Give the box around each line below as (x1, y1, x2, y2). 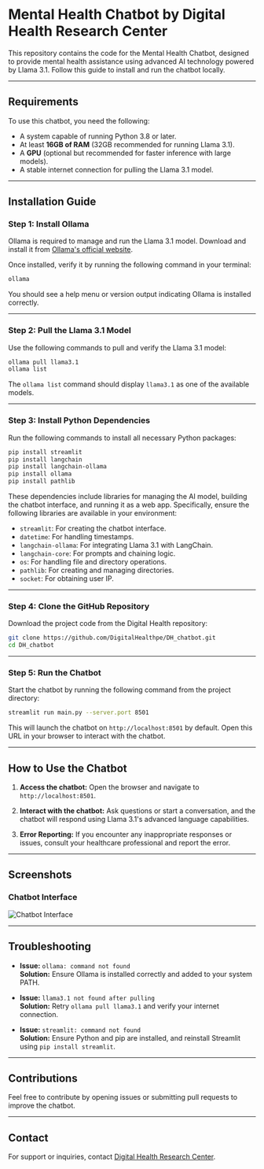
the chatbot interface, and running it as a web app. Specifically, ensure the (8, 500, 250, 509)
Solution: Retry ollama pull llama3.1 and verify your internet (19, 1001, 220, 1011)
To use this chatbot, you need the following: (8, 116, 150, 125)
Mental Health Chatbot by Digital (8, 6, 225, 24)
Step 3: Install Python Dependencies (8, 415, 151, 426)
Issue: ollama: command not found (19, 960, 131, 970)
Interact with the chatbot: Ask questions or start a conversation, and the (19, 806, 256, 816)
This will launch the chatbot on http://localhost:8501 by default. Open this (8, 723, 253, 733)
